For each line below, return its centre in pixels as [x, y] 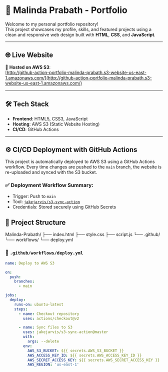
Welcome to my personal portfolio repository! [52, 24]
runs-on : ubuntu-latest [39, 304]
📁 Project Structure [35, 223]
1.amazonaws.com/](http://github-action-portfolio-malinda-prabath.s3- [78, 77]
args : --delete [43, 341]
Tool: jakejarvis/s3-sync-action [46, 201]
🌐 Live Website [29, 55]
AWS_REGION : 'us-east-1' [53, 364]
